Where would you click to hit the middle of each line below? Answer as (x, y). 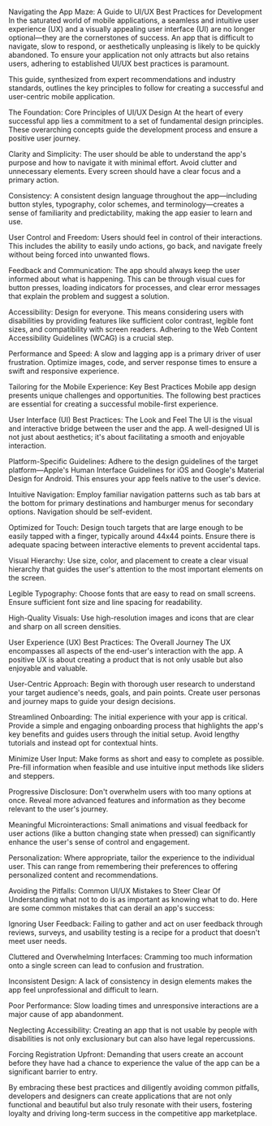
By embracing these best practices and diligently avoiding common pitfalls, (134, 1087)
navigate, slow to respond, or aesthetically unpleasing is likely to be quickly (134, 46)
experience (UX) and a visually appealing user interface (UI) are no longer (132, 29)
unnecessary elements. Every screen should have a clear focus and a (125, 171)
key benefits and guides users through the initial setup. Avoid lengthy (124, 734)
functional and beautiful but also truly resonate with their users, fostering (130, 1104)
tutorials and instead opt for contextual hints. (83, 743)
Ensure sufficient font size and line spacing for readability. (106, 602)
